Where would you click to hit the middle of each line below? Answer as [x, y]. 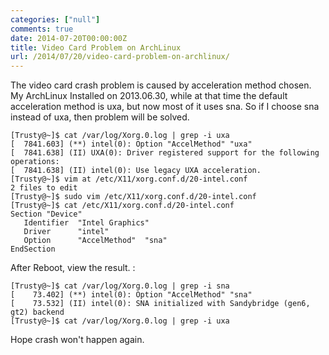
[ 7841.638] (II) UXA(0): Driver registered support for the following [165, 153]
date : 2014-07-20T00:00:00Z [69, 38]
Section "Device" [46, 214]
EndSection [33, 249]
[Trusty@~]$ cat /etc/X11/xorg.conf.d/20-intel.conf [122, 206]
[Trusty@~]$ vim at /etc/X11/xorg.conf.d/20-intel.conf [129, 179]
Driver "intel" [66, 232]
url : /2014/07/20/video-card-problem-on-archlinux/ [120, 57]
